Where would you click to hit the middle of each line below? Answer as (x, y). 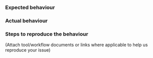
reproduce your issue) (28, 50)
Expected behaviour (30, 7)
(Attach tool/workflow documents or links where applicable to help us (76, 45)
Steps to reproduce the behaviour (47, 34)
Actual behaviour (27, 20)
